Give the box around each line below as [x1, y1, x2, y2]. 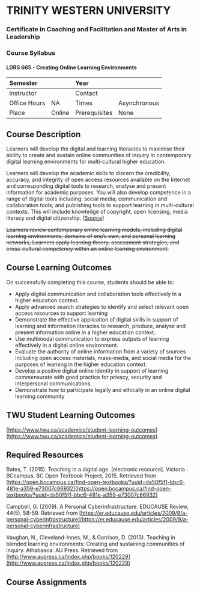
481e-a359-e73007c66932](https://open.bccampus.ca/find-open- [6, 485, 172, 492]
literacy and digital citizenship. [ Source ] [6, 214, 105, 222]
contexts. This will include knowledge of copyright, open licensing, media [6, 208, 188, 216]
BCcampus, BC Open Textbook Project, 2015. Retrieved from [6, 472, 156, 479]
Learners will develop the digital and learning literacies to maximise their [6, 145, 185, 152]
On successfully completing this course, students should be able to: [6, 278, 174, 286]
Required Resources [6, 450, 84, 461]
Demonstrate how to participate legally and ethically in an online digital [14, 386, 190, 393]
